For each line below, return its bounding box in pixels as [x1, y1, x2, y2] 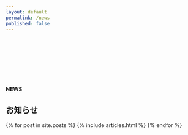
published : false [6, 20, 50, 26]
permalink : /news [6, 15, 50, 21]
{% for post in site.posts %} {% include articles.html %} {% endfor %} [6, 121, 182, 129]
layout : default [6, 9, 47, 15]
